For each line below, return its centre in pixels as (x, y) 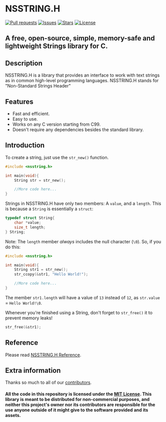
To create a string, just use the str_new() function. (57, 157)
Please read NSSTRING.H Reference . (43, 355)
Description (24, 63)
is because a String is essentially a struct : (49, 209)
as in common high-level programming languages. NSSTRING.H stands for (82, 81)
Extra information (33, 370)
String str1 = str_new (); (41, 270)
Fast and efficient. (31, 114)
